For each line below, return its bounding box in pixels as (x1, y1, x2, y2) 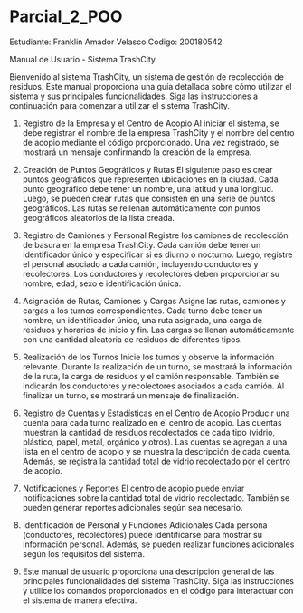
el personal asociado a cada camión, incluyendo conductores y (22, 258, 259, 269)
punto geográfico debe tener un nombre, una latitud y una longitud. (22, 183, 274, 194)
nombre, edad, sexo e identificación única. (22, 278, 182, 289)
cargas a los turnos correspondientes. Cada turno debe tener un (22, 305, 263, 316)
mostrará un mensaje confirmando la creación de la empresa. (22, 147, 252, 158)
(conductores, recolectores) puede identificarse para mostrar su (22, 529, 262, 540)
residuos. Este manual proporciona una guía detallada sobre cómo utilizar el (9, 81, 292, 91)
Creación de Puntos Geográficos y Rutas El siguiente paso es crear (22, 164, 273, 175)
